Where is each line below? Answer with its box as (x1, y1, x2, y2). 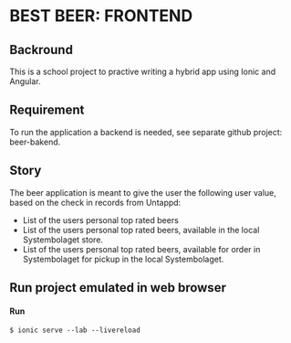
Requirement (9, 102, 85, 118)
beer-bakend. (9, 136, 61, 147)
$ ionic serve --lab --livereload (9, 326, 141, 335)
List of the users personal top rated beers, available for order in (22, 243, 261, 254)
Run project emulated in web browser (9, 280, 226, 295)
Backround (9, 42, 73, 58)
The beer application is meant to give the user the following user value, (9, 187, 276, 198)
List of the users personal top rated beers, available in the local (22, 224, 260, 235)
